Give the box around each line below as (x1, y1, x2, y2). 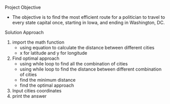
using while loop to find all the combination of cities (19, 61, 128, 66)
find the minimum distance (19, 77, 76, 83)
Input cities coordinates (12, 88, 62, 93)
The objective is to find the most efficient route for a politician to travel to (12, 14, 165, 20)
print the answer (12, 93, 47, 99)
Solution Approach (5, 29, 44, 35)
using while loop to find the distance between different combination (19, 66, 162, 72)
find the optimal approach (19, 82, 74, 88)
